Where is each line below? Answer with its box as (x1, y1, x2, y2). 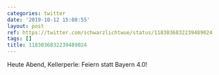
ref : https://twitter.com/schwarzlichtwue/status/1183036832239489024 (7, 29, 213, 36)
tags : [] (7, 35, 32, 42)
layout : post (7, 22, 44, 29)
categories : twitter (7, 10, 66, 17)
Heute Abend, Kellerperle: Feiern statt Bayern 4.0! (7, 61, 148, 68)
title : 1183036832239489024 (7, 42, 88, 48)
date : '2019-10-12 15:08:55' (7, 16, 90, 23)
